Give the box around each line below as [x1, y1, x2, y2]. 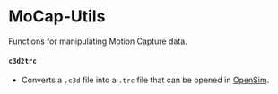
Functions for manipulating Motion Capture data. [8, 36, 187, 47]
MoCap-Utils [8, 6, 106, 27]
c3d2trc [8, 56, 38, 65]
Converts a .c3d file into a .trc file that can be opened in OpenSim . [21, 74, 270, 86]
